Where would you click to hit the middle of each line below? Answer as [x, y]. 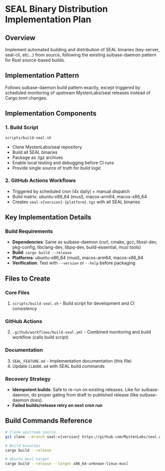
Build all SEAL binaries [35, 152]
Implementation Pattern [42, 76]
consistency [25, 309]
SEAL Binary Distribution [56, 9]
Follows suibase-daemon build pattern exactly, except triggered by [73, 87]
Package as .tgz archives [38, 157]
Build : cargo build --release [42, 253]
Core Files [17, 292]
